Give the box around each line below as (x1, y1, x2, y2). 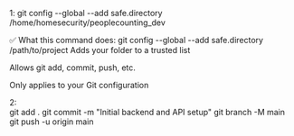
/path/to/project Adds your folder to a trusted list (9, 45, 191, 55)
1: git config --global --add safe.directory (9, 8, 163, 18)
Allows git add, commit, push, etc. (9, 62, 136, 73)
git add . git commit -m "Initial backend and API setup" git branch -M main (9, 107, 286, 117)
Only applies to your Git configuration (9, 80, 149, 90)
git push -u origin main (9, 116, 94, 127)
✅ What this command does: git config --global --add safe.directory (9, 35, 264, 45)
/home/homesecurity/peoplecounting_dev (9, 17, 166, 28)
